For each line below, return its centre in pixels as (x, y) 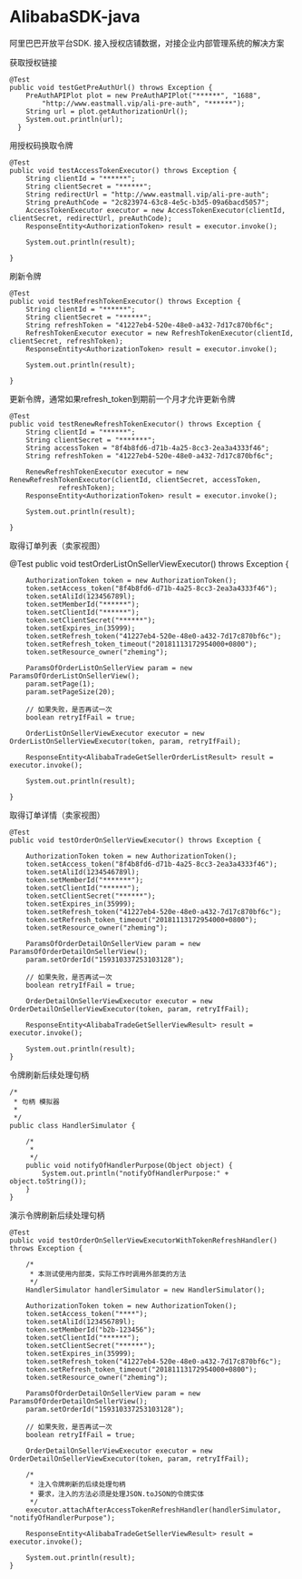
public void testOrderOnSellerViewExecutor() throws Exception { (135, 840)
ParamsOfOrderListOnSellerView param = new (109, 668)
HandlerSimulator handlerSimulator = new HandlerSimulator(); (146, 1290)
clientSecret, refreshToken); (67, 341)
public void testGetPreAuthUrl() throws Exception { (111, 87)
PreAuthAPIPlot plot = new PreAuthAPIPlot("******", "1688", (143, 96)
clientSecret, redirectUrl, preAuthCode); (91, 218)
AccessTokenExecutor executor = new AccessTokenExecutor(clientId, (156, 210)
